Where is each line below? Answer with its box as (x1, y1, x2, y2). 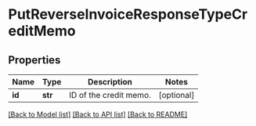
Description (87, 77, 133, 87)
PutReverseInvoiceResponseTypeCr (8, 5, 248, 23)
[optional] (158, 90, 195, 100)
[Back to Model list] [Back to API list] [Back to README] (8, 110, 188, 119)
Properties (8, 53, 61, 67)
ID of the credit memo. (69, 90, 151, 100)
